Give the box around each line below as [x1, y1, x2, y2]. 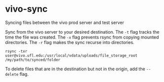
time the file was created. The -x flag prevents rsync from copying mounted [5, 34, 159, 40]
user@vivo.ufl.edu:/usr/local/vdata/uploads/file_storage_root [5, 53, 138, 58]
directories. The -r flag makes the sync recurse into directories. [5, 39, 134, 45]
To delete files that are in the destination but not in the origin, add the [5, 66, 145, 72]
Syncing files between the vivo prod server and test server [5, 20, 124, 25]
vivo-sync [5, 3, 48, 15]
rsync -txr [5, 49, 28, 54]
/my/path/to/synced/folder [5, 57, 61, 62]
